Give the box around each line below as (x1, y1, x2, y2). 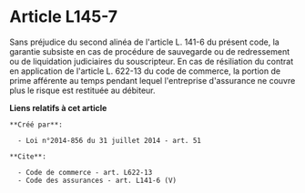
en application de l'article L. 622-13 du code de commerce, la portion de (9, 66, 280, 76)
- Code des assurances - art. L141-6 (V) (17, 176, 178, 185)
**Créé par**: (9, 120, 64, 129)
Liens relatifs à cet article (9, 102, 107, 113)
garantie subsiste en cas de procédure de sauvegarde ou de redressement (9, 46, 290, 56)
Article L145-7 (9, 6, 118, 27)
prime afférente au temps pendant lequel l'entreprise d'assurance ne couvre (9, 75, 296, 86)
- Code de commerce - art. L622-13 (17, 168, 153, 177)
